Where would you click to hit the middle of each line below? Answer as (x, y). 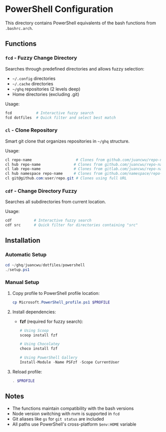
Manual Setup (22, 283)
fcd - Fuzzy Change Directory (41, 58)
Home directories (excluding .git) (46, 94)
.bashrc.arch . (19, 28)
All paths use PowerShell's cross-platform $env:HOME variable (74, 424)
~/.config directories (34, 78)
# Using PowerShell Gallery (48, 358)
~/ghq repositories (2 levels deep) (46, 89)
